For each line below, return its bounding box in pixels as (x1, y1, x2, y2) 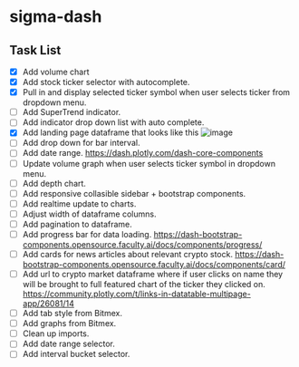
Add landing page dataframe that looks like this (22, 127, 199, 138)
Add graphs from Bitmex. (22, 318, 117, 329)
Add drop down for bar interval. (22, 138, 140, 149)
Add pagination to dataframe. (22, 218, 133, 229)
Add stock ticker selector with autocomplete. (22, 77, 190, 88)
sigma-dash (9, 6, 102, 27)
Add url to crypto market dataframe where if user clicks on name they (22, 269, 284, 279)
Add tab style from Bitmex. (22, 308, 122, 319)
